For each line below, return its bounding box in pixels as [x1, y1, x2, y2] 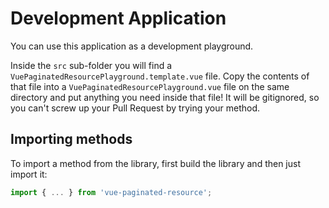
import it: [10, 168, 48, 180]
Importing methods [10, 131, 133, 148]
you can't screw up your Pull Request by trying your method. [10, 102, 260, 114]
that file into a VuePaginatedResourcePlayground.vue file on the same [10, 80, 290, 92]
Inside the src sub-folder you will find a [10, 59, 173, 71]
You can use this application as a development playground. [10, 40, 254, 52]
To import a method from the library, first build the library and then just [10, 157, 302, 169]
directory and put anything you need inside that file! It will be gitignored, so [10, 91, 320, 103]
